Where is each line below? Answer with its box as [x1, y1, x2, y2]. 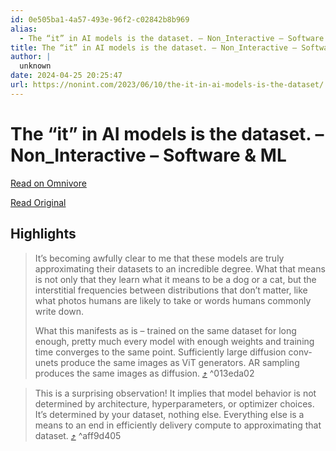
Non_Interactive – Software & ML [10, 144, 287, 166]
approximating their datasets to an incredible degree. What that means [34, 262, 326, 275]
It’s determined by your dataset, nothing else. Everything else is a [34, 408, 305, 420]
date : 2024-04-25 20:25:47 [10, 71, 123, 81]
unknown [19, 61, 52, 71]
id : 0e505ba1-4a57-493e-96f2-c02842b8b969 [10, 14, 190, 25]
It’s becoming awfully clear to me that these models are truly [34, 252, 285, 264]
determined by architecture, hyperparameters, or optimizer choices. [34, 397, 315, 410]
